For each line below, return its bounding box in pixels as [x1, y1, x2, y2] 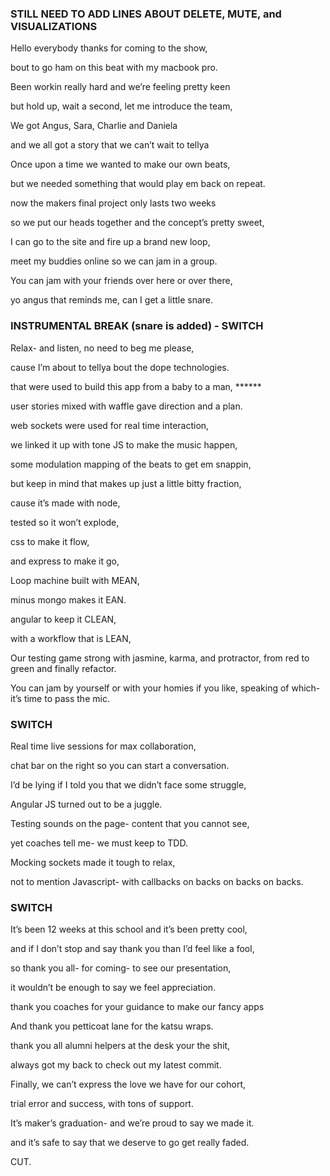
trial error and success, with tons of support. [10, 1098, 194, 1110]
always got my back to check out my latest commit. [10, 1059, 222, 1071]
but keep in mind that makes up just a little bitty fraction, [10, 477, 242, 489]
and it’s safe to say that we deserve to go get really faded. [10, 1137, 250, 1149]
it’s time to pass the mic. [10, 692, 110, 704]
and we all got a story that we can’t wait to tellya [10, 139, 210, 151]
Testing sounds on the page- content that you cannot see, [10, 817, 250, 829]
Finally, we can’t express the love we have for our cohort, [10, 1078, 247, 1091]
